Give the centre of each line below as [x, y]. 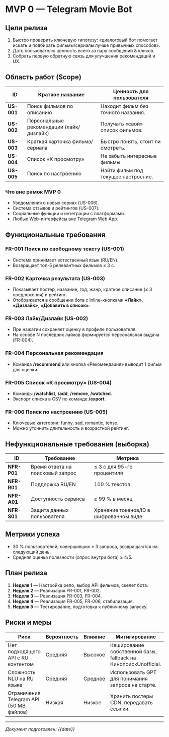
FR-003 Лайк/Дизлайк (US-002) [47, 318]
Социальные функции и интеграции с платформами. [69, 214]
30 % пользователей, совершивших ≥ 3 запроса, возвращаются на [85, 546]
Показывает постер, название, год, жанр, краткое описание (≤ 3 [82, 289]
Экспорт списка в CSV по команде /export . [59, 398]
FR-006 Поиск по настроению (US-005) [57, 412]
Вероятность [62, 637]
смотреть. [113, 148]
